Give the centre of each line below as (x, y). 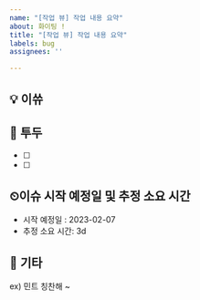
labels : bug (32, 43)
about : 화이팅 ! (37, 26)
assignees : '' (37, 52)
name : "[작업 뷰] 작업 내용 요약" (66, 18)
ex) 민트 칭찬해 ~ (40, 286)
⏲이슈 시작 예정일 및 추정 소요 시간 (100, 196)
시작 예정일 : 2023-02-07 (69, 220)
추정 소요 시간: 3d (54, 231)
